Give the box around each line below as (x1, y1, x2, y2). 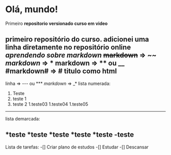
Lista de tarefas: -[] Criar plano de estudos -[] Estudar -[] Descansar (5, 144, 149, 150)
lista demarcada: (5, 115, 40, 121)
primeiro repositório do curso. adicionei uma (5, 35, 149, 44)
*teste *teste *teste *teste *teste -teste (5, 131, 134, 139)
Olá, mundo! (5, 4, 59, 15)
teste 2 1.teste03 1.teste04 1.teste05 (12, 101, 89, 107)
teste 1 (12, 96, 27, 102)
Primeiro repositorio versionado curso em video (5, 20, 108, 26)
